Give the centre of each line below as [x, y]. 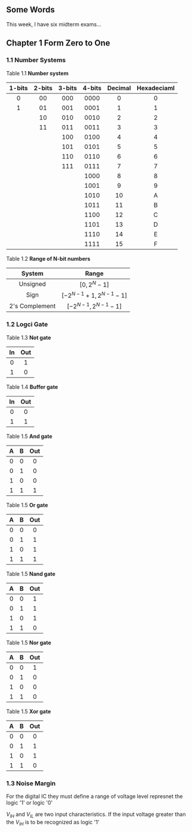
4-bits [92, 88]
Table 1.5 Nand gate [31, 574]
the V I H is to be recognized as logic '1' [53, 823]
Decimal [119, 88]
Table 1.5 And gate [29, 436]
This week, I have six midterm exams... [54, 24]
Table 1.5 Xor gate [29, 711]
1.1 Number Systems [36, 60]
